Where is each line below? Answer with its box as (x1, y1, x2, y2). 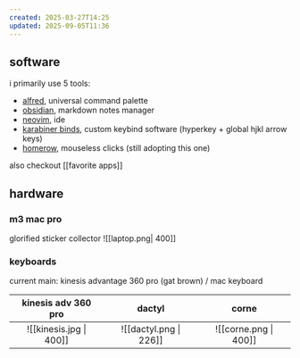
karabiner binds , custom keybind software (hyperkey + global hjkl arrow (21, 124, 287, 135)
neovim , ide (21, 114, 65, 125)
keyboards (9, 255, 57, 268)
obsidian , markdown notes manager (21, 104, 154, 116)
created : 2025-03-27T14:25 (9, 12, 110, 22)
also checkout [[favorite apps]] (9, 160, 123, 171)
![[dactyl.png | (121, 323, 181, 336)
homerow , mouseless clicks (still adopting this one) (21, 143, 211, 154)
